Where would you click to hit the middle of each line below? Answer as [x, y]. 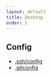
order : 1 [17, 23]
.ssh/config [28, 61]
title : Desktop [25, 17]
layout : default [26, 12]
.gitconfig [26, 68]
